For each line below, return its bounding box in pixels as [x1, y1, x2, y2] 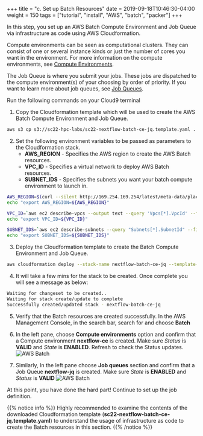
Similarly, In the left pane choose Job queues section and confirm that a [15, 361, 195, 368]
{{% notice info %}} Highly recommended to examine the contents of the [7, 404, 188, 411]
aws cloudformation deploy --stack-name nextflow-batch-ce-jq [7, 262, 166, 268]
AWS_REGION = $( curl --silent [7, 194, 78, 200]
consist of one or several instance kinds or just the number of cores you [7, 48, 186, 55]
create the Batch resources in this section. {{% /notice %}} [7, 423, 153, 431]
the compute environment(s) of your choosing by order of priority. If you [7, 78, 186, 86]
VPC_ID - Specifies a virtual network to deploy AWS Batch [24, 163, 169, 170]
